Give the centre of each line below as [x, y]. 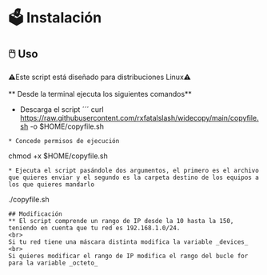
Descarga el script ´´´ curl [62, 110]
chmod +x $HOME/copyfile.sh [58, 156]
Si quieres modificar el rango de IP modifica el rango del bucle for [128, 256]
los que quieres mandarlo [51, 185]
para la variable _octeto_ [53, 263]
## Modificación [35, 214]
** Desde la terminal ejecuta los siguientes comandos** [100, 94]
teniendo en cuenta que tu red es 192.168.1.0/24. [94, 228]
